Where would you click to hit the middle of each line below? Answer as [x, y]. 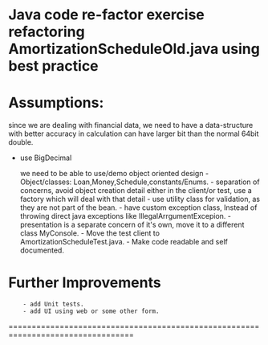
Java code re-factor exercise [106, 15]
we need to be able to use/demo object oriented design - [114, 174]
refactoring [47, 32]
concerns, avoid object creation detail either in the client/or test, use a [136, 191]
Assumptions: [56, 103]
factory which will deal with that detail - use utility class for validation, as [140, 199]
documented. [42, 250]
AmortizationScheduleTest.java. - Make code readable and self [124, 242]
